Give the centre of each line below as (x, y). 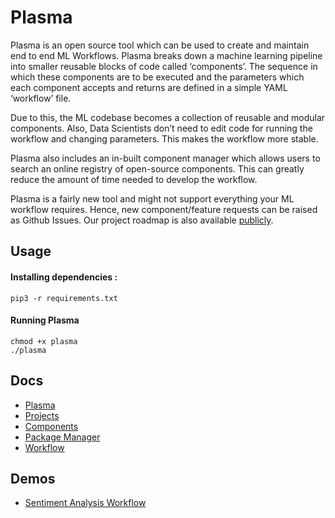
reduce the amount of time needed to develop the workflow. (134, 179)
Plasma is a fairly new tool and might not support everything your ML (152, 198)
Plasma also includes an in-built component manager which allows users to (165, 158)
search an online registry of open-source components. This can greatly (157, 168)
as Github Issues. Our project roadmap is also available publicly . (142, 220)
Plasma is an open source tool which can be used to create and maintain (160, 45)
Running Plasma (45, 320)
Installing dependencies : (64, 277)
